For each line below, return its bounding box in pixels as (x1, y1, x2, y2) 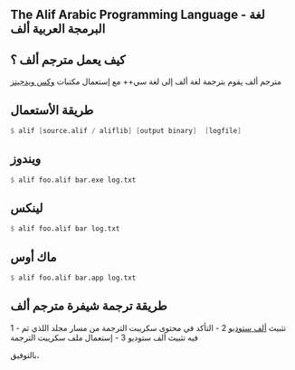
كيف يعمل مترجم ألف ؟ (10, 52, 126, 67)
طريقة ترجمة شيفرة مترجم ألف (10, 299, 167, 314)
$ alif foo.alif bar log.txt (10, 224, 120, 233)
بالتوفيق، (10, 349, 40, 360)
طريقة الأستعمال (10, 102, 94, 118)
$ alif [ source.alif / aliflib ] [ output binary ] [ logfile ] (10, 127, 243, 136)
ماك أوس (10, 249, 57, 265)
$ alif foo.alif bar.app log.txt (10, 273, 137, 283)
